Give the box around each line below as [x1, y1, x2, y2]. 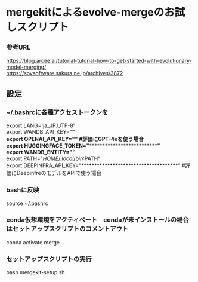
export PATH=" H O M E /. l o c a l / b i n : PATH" [6, 155, 101, 162]
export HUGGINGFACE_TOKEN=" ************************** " [6, 142, 160, 149]
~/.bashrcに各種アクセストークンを [6, 108, 109, 117]
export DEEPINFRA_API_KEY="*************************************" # [6, 162, 185, 169]
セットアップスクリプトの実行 [6, 255, 92, 263]
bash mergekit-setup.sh [6, 269, 65, 276]
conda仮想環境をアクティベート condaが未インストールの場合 [6, 216, 189, 224]
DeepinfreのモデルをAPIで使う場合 [16, 170, 102, 177]
